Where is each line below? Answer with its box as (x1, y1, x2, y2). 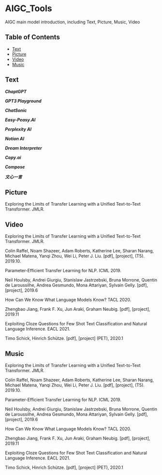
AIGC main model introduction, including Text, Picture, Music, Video (5, 19, 140, 25)
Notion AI (5, 136, 25, 141)
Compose (5, 164, 25, 170)
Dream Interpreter (5, 145, 42, 151)
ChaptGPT (5, 88, 27, 94)
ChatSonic (5, 107, 27, 113)
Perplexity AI (5, 126, 32, 132)
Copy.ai (5, 154, 21, 160)
